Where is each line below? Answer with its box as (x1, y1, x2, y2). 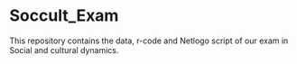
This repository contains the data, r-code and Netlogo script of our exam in (9, 35, 289, 46)
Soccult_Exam (9, 5, 119, 26)
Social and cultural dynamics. (9, 44, 119, 55)
